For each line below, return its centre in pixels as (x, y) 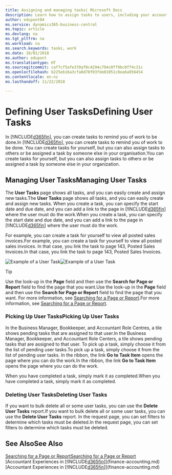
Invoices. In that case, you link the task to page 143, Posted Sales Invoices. (84, 252)
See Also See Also (34, 444)
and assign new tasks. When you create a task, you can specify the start (82, 203)
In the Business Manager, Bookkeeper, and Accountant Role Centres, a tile (84, 328)
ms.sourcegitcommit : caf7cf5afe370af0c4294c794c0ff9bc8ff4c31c (74, 67)
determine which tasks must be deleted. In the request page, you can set (82, 422)
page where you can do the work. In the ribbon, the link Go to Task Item (81, 360)
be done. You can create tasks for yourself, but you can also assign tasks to (85, 147)
